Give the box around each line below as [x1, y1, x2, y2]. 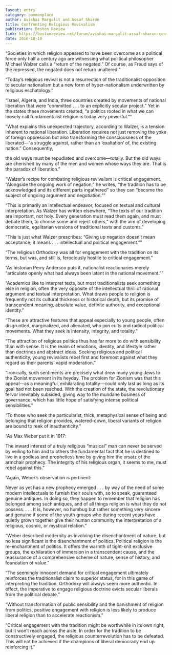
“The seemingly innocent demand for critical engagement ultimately [5, 569, 149, 576]
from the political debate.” [5, 591, 60, 597]
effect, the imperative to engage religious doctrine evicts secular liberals [5, 586, 158, 592]
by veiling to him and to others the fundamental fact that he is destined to [5, 448, 160, 454]
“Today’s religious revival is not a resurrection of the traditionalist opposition [5, 76, 166, 82]
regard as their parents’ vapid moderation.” [5, 360, 96, 366]
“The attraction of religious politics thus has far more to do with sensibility [5, 337, 161, 344]
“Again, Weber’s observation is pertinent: [5, 474, 92, 480]
